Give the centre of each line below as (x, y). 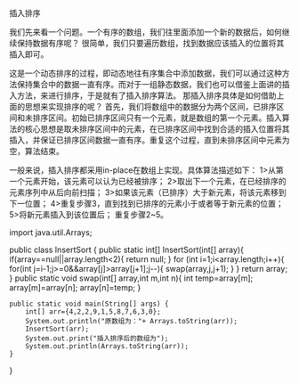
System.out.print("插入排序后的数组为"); (97, 339)
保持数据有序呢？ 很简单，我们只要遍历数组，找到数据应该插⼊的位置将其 (150, 43)
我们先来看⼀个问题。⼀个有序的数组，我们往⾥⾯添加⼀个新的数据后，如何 (145, 32)
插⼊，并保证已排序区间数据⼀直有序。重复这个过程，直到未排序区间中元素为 (149, 140)
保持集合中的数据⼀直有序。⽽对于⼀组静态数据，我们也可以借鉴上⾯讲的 (149, 84)
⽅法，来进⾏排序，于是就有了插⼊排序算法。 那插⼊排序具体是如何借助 (146, 95)
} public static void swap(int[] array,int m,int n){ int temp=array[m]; (131, 278)
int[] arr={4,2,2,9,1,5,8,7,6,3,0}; (93, 312)
